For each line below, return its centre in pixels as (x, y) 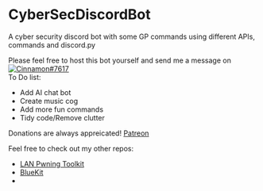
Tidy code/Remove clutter (62, 117)
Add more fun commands (62, 109)
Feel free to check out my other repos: (71, 148)
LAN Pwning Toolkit (52, 163)
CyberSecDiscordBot (79, 15)
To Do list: (25, 77)
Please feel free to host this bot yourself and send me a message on (120, 60)
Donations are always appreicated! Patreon (79, 133)
